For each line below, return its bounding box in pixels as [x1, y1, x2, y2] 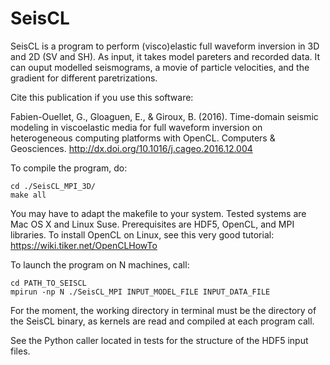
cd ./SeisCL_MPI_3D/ [10, 181, 97, 191]
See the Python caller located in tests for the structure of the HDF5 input [10, 334, 309, 346]
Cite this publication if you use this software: [10, 91, 194, 103]
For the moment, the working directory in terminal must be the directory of [10, 304, 317, 316]
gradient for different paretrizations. [10, 72, 158, 84]
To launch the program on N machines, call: [10, 258, 190, 271]
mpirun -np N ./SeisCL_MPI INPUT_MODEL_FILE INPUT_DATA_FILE [10, 287, 271, 297]
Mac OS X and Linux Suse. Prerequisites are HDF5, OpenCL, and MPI [10, 218, 295, 230]
